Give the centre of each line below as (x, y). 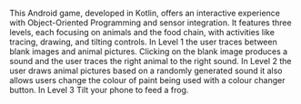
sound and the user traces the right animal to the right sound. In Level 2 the (150, 61)
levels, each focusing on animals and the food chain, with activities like (142, 32)
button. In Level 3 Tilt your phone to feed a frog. (99, 90)
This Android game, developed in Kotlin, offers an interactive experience (145, 13)
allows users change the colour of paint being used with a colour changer (147, 80)
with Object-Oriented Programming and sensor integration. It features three (151, 23)
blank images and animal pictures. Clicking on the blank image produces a (149, 52)
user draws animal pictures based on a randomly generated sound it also (146, 71)
